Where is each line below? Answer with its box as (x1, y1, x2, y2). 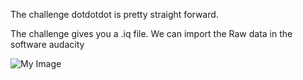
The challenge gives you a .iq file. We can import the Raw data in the (10, 28, 293, 39)
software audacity (10, 39, 85, 50)
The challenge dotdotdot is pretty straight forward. (10, 9, 219, 20)
